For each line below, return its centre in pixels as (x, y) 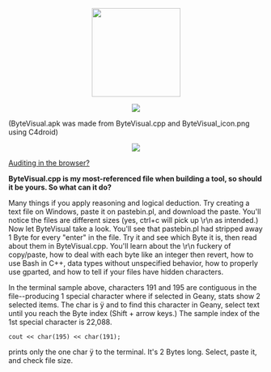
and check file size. (41, 360)
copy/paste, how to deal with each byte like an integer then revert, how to (131, 254)
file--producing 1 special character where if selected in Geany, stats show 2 (135, 296)
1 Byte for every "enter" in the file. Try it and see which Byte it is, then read (133, 237)
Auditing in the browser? (49, 163)
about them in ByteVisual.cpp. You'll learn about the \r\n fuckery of (120, 246)
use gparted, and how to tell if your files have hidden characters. (116, 272)
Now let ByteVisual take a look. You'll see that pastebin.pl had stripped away (135, 229)
